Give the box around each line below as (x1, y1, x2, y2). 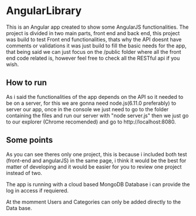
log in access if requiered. (6, 187, 69, 194)
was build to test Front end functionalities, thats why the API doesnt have (6, 36, 182, 43)
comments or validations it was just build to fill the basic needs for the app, (6, 42, 187, 49)
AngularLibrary (6, 4, 82, 18)
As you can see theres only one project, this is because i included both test (6, 150, 187, 157)
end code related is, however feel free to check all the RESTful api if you (6, 54, 180, 61)
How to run (6, 78, 47, 88)
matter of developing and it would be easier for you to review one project (6, 163, 182, 170)
